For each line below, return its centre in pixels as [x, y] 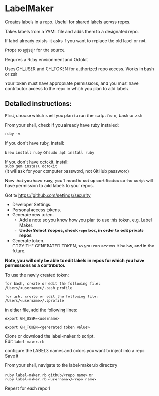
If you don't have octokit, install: [37, 162]
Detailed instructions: [39, 104]
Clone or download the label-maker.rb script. [50, 336]
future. [19, 251]
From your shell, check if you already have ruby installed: [62, 125]
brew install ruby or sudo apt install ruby [50, 152]
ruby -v [13, 134]
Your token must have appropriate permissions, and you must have [72, 83]
